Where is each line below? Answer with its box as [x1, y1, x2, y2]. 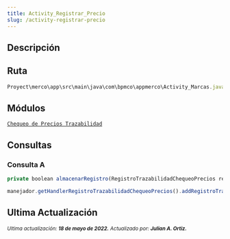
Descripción [7, 42, 60, 54]
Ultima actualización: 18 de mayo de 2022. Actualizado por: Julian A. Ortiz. [7, 225, 187, 232]
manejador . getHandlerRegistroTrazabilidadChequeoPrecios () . [7, 187, 183, 194]
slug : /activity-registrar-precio [7, 16, 106, 23]
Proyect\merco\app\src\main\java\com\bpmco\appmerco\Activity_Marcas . [7, 83, 213, 90]
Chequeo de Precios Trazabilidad [7, 121, 103, 128]
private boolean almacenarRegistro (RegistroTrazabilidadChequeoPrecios [7, 176, 216, 183]
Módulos [7, 102, 46, 114]
